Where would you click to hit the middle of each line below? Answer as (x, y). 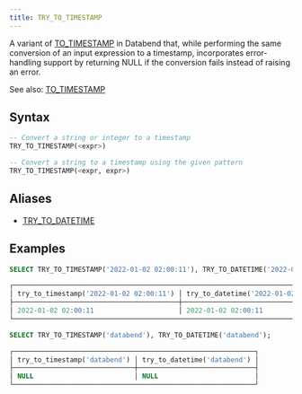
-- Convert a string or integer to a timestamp (100, 138)
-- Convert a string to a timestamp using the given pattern (126, 162)
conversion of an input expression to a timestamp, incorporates (127, 53)
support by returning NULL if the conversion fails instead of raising (167, 62)
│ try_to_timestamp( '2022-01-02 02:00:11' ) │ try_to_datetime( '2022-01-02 (152, 294)
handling (26, 62)
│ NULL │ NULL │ (134, 376)
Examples (37, 249)
